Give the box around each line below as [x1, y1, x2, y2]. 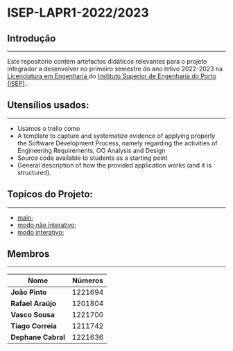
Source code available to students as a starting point [17, 154, 168, 162]
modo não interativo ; [17, 220, 77, 229]
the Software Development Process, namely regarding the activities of [17, 138, 218, 147]
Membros [7, 248, 50, 260]
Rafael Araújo [10, 299, 57, 309]
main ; [17, 213, 33, 222]
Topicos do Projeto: [7, 188, 94, 200]
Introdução [7, 33, 56, 44]
